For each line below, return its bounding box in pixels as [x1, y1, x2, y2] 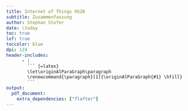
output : [6, 85, 25, 91]
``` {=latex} [27, 63, 59, 69]
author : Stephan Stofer [6, 19, 65, 25]
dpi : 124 [6, 47, 28, 53]
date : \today [6, 25, 38, 31]
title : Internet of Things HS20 [6, 8, 85, 15]
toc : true [6, 31, 31, 36]
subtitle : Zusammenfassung [6, 14, 72, 20]
